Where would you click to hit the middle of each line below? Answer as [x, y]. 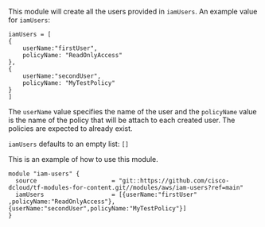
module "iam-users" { [44, 174]
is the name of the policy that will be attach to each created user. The [122, 120]
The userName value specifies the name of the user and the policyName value [132, 112]
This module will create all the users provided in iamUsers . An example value [133, 12]
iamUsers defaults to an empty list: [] [68, 144]
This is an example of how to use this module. [84, 159]
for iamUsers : [29, 20]
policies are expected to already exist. [70, 129]
